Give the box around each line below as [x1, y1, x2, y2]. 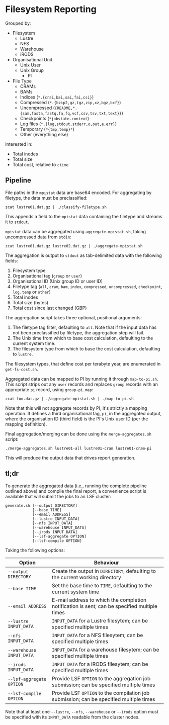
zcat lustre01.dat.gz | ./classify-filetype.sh [5, 205, 107, 210]
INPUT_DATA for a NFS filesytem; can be [52, 631, 143, 639]
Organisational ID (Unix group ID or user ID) [12, 278, 103, 284]
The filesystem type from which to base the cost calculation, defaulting [12, 345, 160, 351]
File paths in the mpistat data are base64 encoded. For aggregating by [5, 190, 152, 196]
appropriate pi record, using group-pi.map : [5, 386, 94, 393]
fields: [5, 257, 19, 263]
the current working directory [52, 574, 122, 581]
